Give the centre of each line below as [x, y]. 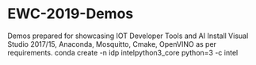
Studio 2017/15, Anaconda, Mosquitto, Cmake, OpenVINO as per [112, 44]
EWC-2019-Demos [71, 14]
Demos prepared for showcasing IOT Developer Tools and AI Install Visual [128, 36]
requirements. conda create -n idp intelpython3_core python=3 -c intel [123, 52]
